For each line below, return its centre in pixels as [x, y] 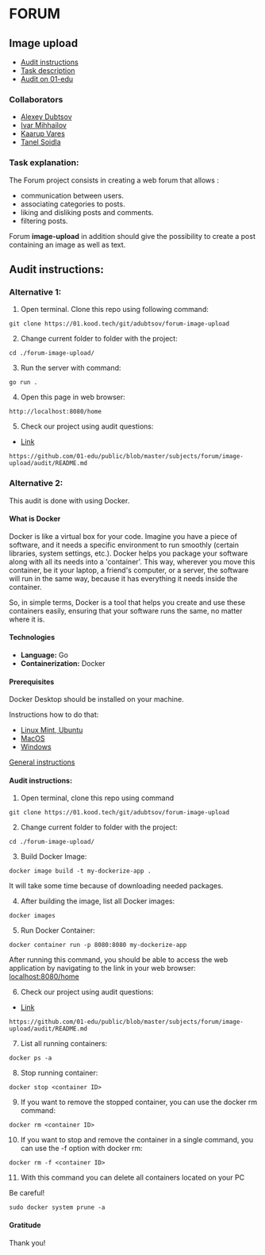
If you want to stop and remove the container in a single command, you [136, 1140]
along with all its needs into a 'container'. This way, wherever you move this [132, 561]
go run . [23, 383]
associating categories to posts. [73, 204]
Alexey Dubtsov [46, 117]
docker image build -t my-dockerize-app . [80, 871]
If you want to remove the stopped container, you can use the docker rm [139, 1102]
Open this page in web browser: [73, 397]
